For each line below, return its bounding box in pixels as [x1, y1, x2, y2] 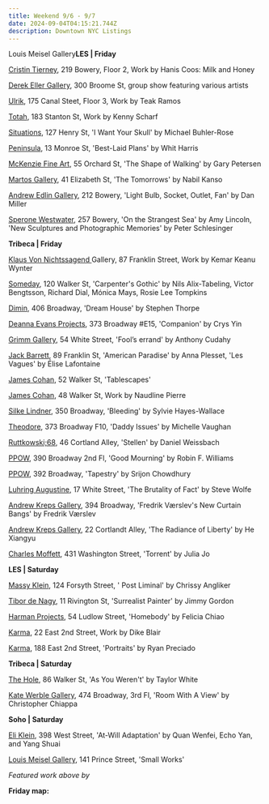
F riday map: [8, 786, 50, 796]
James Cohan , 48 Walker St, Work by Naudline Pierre [8, 391, 187, 400]
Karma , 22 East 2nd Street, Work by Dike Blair [8, 627, 162, 637]
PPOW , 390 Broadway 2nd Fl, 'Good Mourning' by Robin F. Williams [8, 453, 234, 463]
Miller [8, 199, 27, 209]
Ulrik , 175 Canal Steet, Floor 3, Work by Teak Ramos [8, 96, 182, 106]
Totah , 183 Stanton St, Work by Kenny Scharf [8, 112, 159, 122]
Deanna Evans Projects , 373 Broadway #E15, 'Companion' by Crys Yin [8, 319, 242, 329]
